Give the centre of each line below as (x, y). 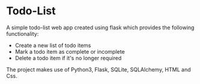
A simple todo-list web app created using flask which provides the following (100, 27)
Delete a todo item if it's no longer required (68, 58)
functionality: (23, 33)
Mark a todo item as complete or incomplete (70, 51)
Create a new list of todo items (53, 45)
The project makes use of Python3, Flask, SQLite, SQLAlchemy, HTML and (98, 69)
